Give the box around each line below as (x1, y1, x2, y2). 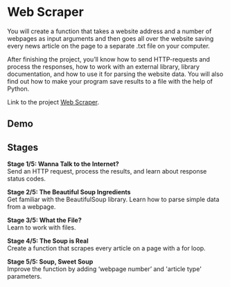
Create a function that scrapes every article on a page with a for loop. (7, 244, 206, 252)
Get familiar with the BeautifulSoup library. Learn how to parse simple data (7, 195, 220, 204)
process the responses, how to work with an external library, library (7, 62, 200, 71)
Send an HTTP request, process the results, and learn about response (7, 167, 207, 176)
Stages (7, 141, 39, 153)
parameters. (7, 272, 42, 281)
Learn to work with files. (7, 223, 76, 232)
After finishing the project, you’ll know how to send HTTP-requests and (7, 55, 210, 63)
